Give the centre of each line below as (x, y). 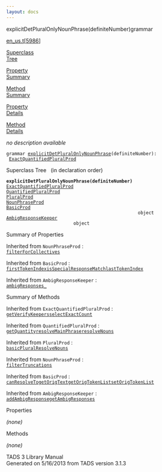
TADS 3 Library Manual (35, 457)
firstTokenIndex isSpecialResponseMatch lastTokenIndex (75, 269)
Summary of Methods (33, 297)
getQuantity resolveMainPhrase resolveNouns (60, 331)
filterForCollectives (33, 252)
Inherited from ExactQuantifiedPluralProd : (60, 308)
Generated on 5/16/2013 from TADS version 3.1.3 (66, 463)
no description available (36, 143)
